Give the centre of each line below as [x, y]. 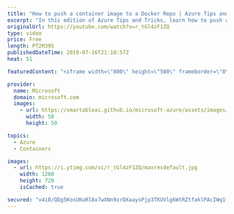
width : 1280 [37, 174]
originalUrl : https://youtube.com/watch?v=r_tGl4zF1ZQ [88, 26]
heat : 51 [20, 59]
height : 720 [37, 181]
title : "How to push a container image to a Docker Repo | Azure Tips [112, 14]
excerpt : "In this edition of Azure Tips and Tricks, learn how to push [115, 20]
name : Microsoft [37, 91]
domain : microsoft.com [46, 97]
